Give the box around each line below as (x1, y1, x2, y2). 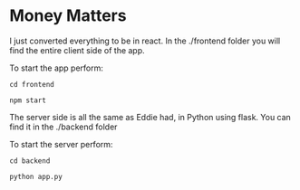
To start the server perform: (9, 138, 113, 149)
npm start (9, 96, 47, 105)
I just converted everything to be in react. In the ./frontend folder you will (9, 35, 281, 46)
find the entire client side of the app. (9, 44, 145, 55)
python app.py (9, 172, 63, 181)
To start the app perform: (9, 62, 104, 73)
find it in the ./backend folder (9, 121, 118, 132)
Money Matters (9, 5, 127, 26)
